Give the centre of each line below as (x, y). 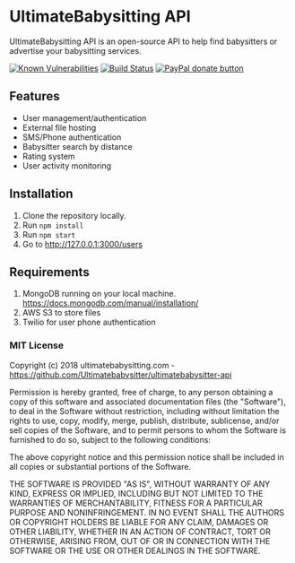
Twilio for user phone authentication (89, 322)
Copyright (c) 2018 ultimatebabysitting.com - (92, 365)
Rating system (48, 156)
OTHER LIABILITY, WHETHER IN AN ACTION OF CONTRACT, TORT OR (140, 532)
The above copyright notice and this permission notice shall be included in (147, 457)
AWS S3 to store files (61, 313)
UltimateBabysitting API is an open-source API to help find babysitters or (143, 41)
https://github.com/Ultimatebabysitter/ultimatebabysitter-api (121, 375)
